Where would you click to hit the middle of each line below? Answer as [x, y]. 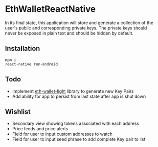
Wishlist [18, 112]
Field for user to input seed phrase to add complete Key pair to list [79, 139]
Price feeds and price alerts [40, 129]
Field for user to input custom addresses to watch [62, 134]
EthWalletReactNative [50, 9]
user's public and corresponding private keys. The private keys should [76, 28]
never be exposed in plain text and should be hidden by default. [69, 33]
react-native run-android [31, 64]
